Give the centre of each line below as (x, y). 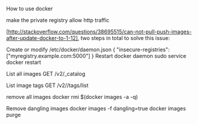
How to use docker (30, 9)
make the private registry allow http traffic (58, 20)
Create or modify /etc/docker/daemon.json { (61, 49)
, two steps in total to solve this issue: (124, 38)
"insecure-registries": (143, 49)
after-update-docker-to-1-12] (42, 38)
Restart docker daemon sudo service (141, 56)
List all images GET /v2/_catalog (46, 74)
